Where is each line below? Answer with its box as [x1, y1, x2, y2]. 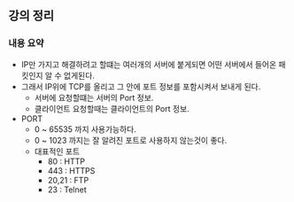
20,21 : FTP [47, 175, 89, 185]
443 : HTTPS [47, 165, 96, 175]
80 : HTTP [47, 156, 86, 167]
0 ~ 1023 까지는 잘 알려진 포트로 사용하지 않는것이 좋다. [34, 135, 228, 145]
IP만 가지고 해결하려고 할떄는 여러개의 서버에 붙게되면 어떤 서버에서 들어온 [20, 58, 277, 69]
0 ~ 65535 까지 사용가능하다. [34, 123, 136, 135]
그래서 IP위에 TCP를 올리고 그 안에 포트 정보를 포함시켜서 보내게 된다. [20, 81, 261, 91]
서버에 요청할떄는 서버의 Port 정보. [34, 92, 154, 103]
